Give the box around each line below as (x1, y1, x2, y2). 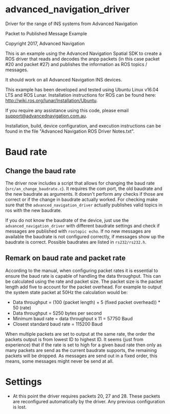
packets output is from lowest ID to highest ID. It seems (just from (5, 336, 143, 342)
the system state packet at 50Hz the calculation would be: (5, 289, 128, 295)
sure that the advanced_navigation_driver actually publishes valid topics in (5, 201, 163, 208)
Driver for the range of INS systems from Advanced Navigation (5, 20, 138, 27)
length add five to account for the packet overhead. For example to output (5, 283, 162, 290)
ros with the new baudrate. (5, 207, 62, 213)
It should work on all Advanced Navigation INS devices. (5, 76, 122, 82)
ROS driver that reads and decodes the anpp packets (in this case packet (5, 55, 160, 62)
